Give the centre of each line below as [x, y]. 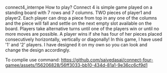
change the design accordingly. [38, 50]
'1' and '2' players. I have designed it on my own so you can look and [76, 45]
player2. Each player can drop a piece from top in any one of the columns [81, 18]
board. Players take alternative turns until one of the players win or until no [82, 29]
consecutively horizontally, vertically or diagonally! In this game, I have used [84, 39]
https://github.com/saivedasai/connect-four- [107, 60]
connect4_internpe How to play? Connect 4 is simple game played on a [79, 7]
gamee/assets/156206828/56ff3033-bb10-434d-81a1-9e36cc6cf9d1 [76, 65]
